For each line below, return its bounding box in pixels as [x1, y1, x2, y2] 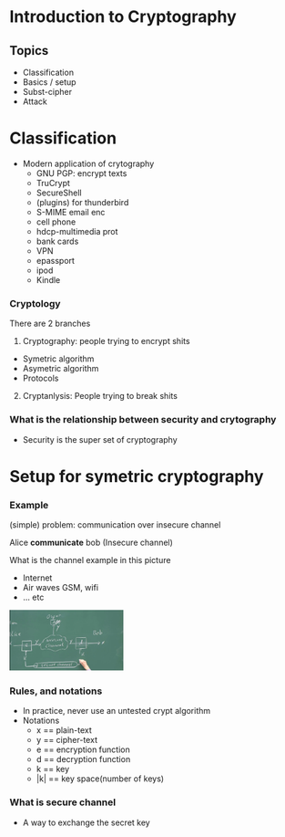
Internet [22, 572, 53, 583]
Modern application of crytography [22, 158, 155, 169]
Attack [22, 96, 47, 107]
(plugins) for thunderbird [36, 196, 129, 207]
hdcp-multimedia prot [36, 225, 118, 236]
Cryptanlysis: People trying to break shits [22, 391, 178, 402]
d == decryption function [36, 754, 131, 765]
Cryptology [9, 297, 61, 309]
